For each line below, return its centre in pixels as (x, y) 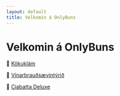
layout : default (26, 12)
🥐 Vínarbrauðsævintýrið (35, 75)
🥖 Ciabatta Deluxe (28, 87)
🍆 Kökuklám (21, 64)
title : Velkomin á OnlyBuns (41, 17)
